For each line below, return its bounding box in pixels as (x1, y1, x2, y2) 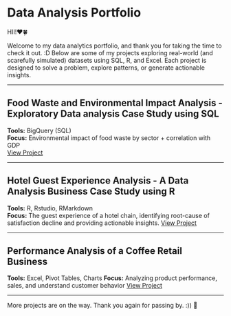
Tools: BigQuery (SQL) (7, 126, 72, 135)
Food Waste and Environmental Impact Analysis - (7, 97, 223, 109)
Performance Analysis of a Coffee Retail (7, 245, 182, 257)
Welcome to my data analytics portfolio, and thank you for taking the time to (7, 41, 222, 50)
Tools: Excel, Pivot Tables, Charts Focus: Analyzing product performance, (7, 274, 218, 282)
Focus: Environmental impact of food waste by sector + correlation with (7, 133, 211, 142)
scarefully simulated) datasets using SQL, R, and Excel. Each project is (7, 56, 207, 64)
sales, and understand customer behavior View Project (7, 282, 163, 290)
